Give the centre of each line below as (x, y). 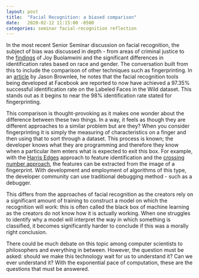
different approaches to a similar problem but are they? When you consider (98, 126)
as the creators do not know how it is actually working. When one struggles (98, 213)
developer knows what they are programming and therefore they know (93, 145)
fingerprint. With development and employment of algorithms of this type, (96, 170)
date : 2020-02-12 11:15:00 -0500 (50, 23)
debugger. (19, 183)
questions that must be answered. (48, 269)
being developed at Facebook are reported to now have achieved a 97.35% (98, 83)
